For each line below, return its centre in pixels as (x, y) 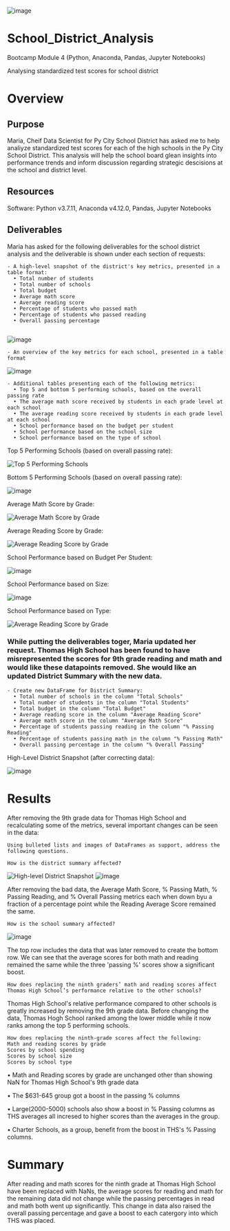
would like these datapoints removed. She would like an (102, 668)
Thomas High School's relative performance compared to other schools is (112, 1003)
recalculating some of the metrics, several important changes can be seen (113, 825)
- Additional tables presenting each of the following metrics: (101, 383)
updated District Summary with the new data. (85, 676)
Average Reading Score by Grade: (55, 530)
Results (29, 799)
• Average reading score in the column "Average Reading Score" (107, 714)
